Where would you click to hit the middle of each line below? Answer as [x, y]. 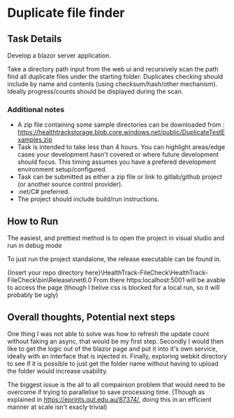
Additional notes [36, 109]
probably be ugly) [33, 295]
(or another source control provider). [70, 184]
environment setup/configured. [62, 169]
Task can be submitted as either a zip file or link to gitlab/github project [119, 177]
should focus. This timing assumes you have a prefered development [117, 162]
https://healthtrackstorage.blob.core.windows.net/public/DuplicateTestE [121, 132]
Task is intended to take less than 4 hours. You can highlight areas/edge [121, 147]
